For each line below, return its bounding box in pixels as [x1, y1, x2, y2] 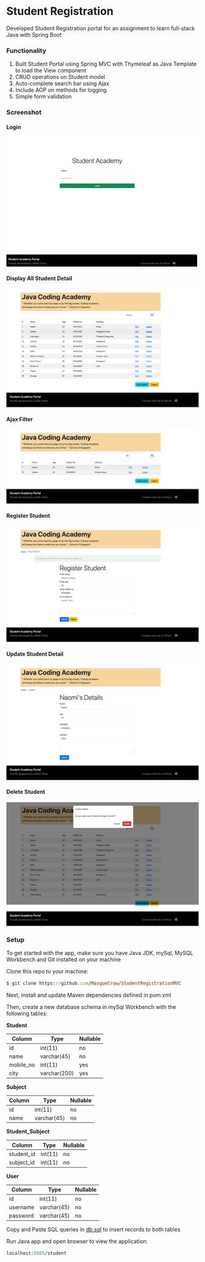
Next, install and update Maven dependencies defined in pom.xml [6, 991, 171, 999]
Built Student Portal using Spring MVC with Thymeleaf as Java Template [15, 60, 197, 68]
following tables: [6, 1010, 48, 1017]
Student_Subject [6, 1128, 50, 1135]
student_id [9, 1151, 35, 1158]
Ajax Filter [6, 415, 33, 423]
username [9, 1203, 35, 1211]
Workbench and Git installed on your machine [6, 956, 121, 963]
